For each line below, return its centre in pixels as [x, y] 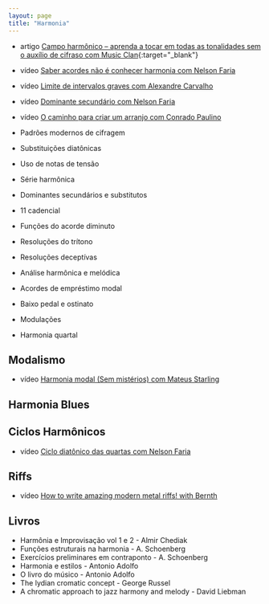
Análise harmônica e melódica [70, 272]
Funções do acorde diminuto [67, 226]
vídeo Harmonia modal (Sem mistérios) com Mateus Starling [120, 379]
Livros [24, 521]
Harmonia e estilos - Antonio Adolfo [79, 566]
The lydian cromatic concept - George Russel [95, 583]
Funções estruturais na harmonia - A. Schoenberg [103, 549]
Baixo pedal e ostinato [57, 304]
